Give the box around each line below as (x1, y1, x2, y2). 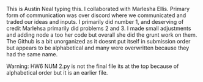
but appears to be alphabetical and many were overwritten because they (6, 44, 190, 51)
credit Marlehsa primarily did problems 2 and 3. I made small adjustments (6, 24, 191, 32)
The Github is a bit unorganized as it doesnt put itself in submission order (6, 38, 191, 45)
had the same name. (6, 51, 58, 58)
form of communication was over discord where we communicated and (6, 12, 186, 19)
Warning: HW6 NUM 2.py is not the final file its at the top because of (6, 62, 179, 70)
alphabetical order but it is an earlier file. (6, 69, 108, 76)
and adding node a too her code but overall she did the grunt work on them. (6, 31, 197, 39)
